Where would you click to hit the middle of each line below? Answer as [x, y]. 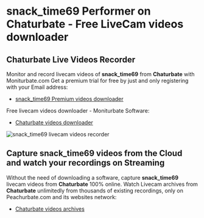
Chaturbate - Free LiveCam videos [95, 24]
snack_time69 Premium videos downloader [69, 99]
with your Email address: [37, 87]
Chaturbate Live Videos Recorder [71, 59]
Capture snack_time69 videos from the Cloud [94, 153]
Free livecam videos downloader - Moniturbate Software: [78, 111]
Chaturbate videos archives [50, 209]
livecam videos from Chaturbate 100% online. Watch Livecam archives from [102, 184]
